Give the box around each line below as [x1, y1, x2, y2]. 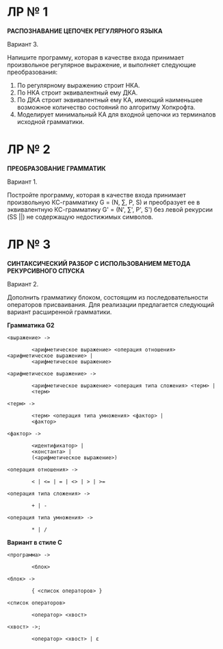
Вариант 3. [7, 40, 39, 48]
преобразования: [7, 68, 58, 76]
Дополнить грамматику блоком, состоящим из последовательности [7, 293, 209, 302]
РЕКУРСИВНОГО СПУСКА [7, 267, 85, 275]
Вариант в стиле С [7, 538, 63, 546]
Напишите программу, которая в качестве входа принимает [7, 53, 185, 62]
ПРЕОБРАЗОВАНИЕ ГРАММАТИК [7, 164, 106, 172]
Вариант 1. [7, 177, 38, 186]
